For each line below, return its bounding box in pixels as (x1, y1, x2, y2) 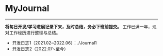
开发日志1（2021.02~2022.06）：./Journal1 (12, 40, 97, 45)
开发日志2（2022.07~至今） (12, 46, 69, 52)
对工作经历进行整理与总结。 (5, 30, 61, 35)
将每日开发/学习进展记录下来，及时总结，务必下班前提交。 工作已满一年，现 (5, 23, 157, 29)
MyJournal (5, 3, 49, 14)
